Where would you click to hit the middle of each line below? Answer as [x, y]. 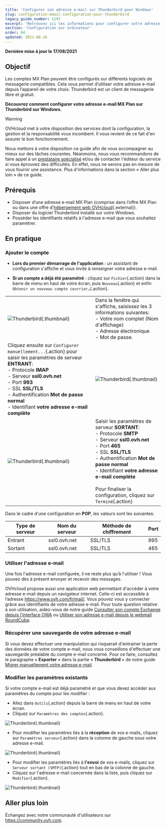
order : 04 [15, 33]
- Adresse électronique [123, 331]
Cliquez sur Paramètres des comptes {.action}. [58, 713]
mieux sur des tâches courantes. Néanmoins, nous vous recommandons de [82, 154]
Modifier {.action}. [31, 778]
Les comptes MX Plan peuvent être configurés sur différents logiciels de [79, 79]
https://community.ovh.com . [34, 820]
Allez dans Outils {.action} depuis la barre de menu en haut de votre [82, 703]
